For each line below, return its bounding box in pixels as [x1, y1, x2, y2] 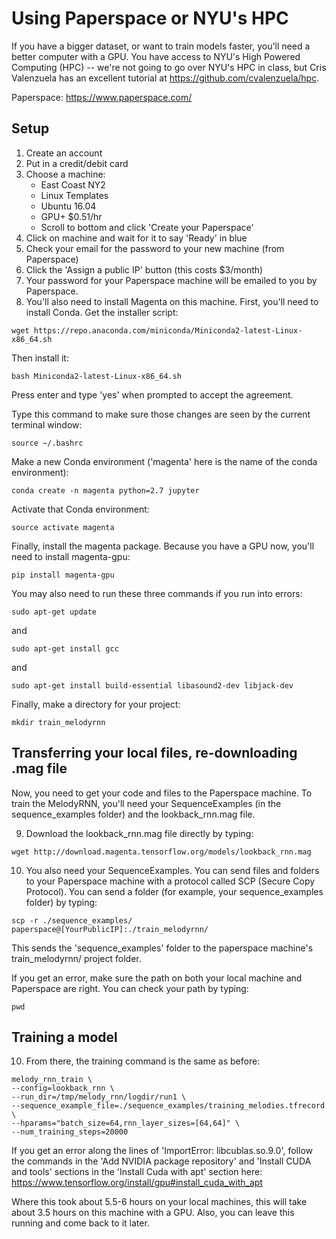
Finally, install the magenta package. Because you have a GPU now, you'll [11, 540, 315, 552]
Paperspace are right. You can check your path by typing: [11, 982, 249, 994]
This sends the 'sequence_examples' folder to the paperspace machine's [11, 942, 314, 954]
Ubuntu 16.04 [40, 200, 97, 212]
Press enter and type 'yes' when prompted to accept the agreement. [11, 388, 294, 401]
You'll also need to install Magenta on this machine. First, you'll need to [25, 295, 319, 307]
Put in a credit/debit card [25, 157, 129, 169]
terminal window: [11, 418, 83, 431]
